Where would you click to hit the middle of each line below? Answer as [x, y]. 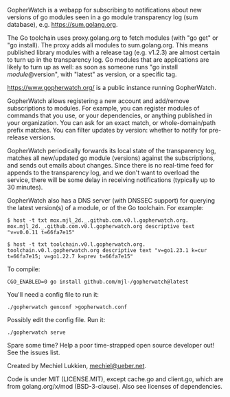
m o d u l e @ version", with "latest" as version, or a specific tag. [92, 74]
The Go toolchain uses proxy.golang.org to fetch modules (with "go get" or [113, 38]
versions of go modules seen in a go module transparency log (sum [103, 17]
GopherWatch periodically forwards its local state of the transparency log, [112, 151]
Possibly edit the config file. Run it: [56, 320]
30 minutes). [25, 187]
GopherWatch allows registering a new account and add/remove [98, 101]
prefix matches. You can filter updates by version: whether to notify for [107, 130]
